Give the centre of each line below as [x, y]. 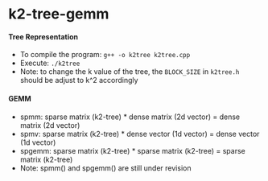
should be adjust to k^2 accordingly [79, 80]
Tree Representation [43, 36]
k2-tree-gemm [59, 14]
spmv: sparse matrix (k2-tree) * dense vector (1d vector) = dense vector [140, 134]
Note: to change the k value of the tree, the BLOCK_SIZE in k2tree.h [130, 72]
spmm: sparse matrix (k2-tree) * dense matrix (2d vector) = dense [130, 117]
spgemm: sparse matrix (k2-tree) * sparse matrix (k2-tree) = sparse [132, 150]
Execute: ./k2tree [50, 63]
